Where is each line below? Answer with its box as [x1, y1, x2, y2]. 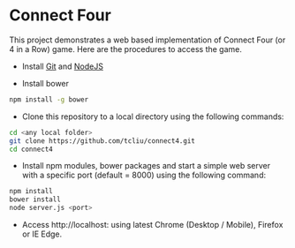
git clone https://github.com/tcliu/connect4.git [9, 136, 196, 146]
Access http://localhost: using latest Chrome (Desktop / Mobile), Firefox [21, 220, 284, 230]
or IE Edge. [21, 229, 63, 239]
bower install [9, 195, 62, 204]
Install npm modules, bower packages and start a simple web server [21, 161, 271, 171]
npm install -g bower [9, 94, 89, 104]
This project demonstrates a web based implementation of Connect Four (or [9, 34, 286, 45]
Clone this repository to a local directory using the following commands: [21, 111, 284, 122]
